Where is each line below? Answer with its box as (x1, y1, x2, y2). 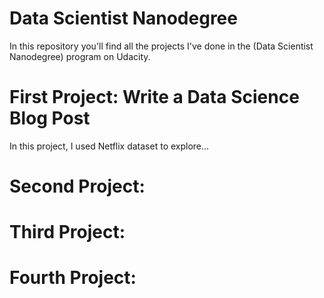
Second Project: (9, 175, 146, 198)
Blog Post (9, 107, 91, 130)
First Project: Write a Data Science (9, 86, 300, 109)
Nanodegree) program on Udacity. (9, 50, 151, 62)
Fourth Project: (9, 267, 137, 289)
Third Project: (9, 221, 126, 244)
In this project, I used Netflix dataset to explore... (9, 140, 210, 152)
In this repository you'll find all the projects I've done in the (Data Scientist (9, 40, 314, 52)
